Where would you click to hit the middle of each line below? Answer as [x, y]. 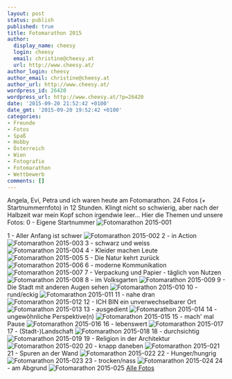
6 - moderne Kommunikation [126, 265]
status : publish [30, 20]
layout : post [26, 13]
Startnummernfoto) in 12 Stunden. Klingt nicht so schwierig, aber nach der [113, 207]
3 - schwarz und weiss [117, 243]
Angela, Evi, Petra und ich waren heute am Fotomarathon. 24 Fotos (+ [107, 201]
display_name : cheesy [45, 46]
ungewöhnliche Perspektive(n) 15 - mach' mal [111, 317]
